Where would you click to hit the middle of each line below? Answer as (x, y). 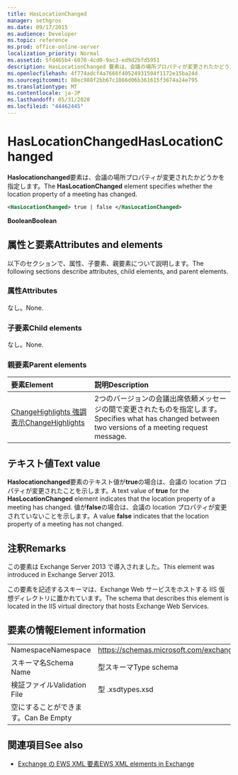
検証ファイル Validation (49, 685)
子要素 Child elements (45, 327)
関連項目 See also (45, 746)
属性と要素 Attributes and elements (85, 245)
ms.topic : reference (38, 40)
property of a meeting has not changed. (66, 524)
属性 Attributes (33, 291)
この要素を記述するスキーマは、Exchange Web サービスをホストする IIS (112, 590)
